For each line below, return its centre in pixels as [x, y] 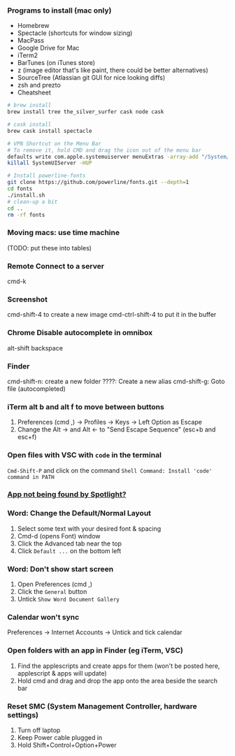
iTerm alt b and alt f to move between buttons [86, 406]
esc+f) [27, 437]
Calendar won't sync [43, 617]
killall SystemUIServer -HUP [50, 163]
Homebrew [33, 26]
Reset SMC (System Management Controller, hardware [102, 706]
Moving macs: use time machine [64, 233]
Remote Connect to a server [56, 266]
